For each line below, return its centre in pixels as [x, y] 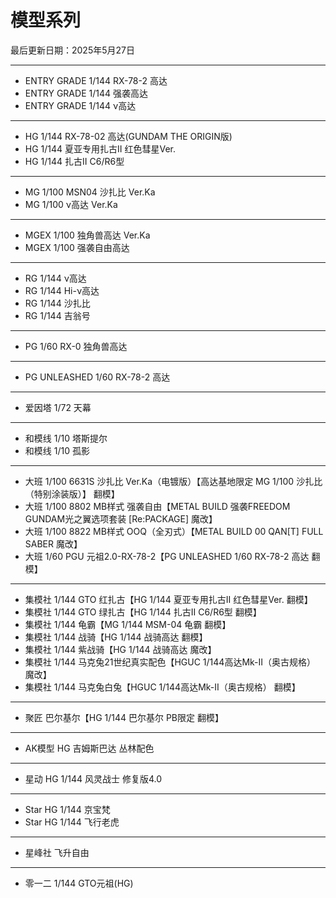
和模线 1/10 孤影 [57, 450]
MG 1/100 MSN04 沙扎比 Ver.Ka [90, 192]
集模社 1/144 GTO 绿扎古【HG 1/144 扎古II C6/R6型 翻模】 [143, 612]
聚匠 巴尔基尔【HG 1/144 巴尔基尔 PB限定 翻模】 [124, 717]
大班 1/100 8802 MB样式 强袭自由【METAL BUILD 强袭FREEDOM [157, 506]
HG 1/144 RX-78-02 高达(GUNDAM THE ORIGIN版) [128, 136]
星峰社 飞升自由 [57, 852]
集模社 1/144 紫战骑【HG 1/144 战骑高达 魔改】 [120, 649]
